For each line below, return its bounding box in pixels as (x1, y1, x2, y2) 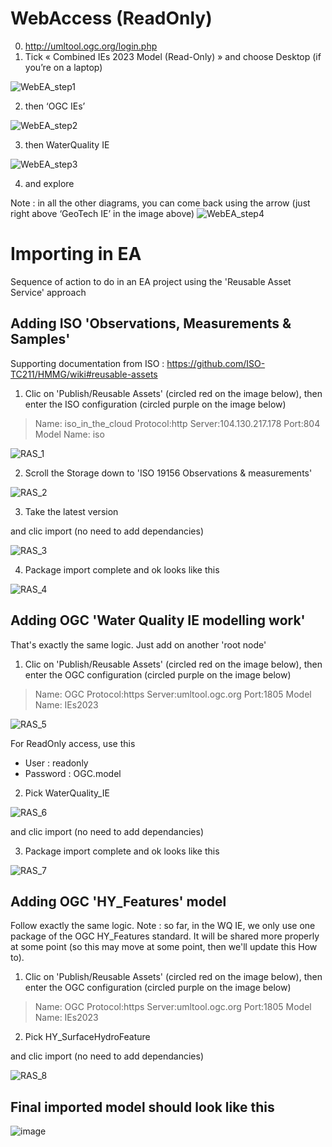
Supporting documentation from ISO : (10, 357, 165, 369)
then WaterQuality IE (24, 138, 110, 151)
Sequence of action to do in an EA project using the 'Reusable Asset (10, 275, 292, 287)
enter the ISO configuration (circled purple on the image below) (24, 398, 287, 410)
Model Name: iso (34, 428, 105, 440)
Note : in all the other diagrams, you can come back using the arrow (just (10, 197, 311, 209)
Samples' (10, 331, 71, 348)
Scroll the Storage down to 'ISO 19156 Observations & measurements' (24, 467, 313, 479)
